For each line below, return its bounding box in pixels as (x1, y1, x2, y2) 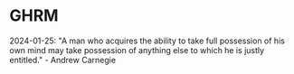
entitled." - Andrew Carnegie (9, 54, 116, 65)
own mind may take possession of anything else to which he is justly (9, 44, 265, 55)
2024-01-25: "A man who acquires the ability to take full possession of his (9, 35, 285, 46)
